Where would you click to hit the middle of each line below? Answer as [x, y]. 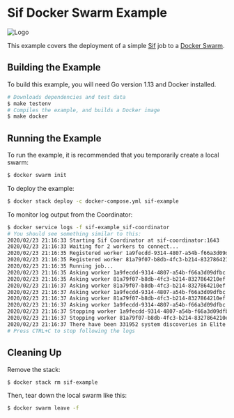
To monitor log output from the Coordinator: [70, 215]
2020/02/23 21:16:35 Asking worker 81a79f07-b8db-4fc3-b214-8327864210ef [117, 279]
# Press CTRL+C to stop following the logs [71, 331]
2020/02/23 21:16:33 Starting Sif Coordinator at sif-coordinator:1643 [113, 240]
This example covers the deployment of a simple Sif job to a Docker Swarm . [116, 45]
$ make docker [28, 116]
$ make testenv [29, 103]
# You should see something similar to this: [74, 234]
